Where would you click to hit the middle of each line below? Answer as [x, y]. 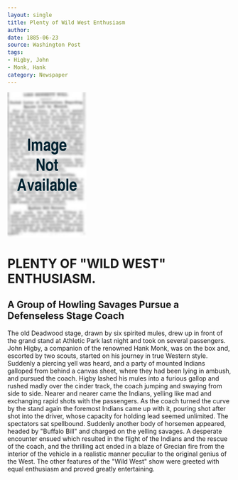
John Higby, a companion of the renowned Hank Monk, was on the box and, [119, 348]
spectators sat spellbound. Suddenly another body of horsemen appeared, [117, 423]
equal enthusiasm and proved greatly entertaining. [81, 469]
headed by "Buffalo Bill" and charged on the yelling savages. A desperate [115, 431]
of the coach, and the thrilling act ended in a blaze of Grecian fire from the [116, 446]
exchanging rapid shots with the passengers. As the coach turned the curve [118, 400]
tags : [15, 53]
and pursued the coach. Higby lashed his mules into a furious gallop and [113, 378]
